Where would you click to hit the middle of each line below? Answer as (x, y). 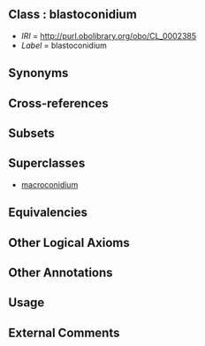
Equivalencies (48, 213)
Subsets (31, 133)
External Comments (64, 332)
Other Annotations (61, 272)
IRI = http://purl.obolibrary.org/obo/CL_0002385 (108, 35)
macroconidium (49, 184)
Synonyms (38, 73)
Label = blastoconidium (64, 45)
